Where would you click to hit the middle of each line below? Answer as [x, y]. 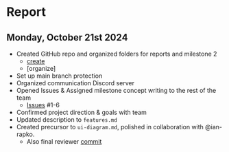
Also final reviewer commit [64, 141]
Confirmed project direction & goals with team [81, 112]
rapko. [25, 134]
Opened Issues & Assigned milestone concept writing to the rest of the [116, 90]
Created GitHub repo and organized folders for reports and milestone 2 [117, 54]
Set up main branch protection [59, 76]
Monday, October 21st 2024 [67, 37]
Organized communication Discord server [75, 83]
